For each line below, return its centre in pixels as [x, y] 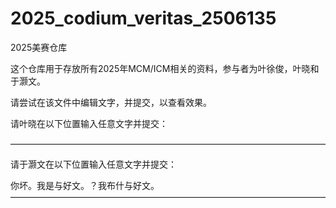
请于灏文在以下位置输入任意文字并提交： [93, 164]
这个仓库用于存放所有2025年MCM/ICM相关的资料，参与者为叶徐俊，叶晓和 [165, 68]
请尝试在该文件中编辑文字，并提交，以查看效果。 [111, 102]
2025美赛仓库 [39, 47]
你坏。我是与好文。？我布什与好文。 [85, 185]
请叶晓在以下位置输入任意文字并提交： [89, 123]
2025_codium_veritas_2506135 [143, 18]
